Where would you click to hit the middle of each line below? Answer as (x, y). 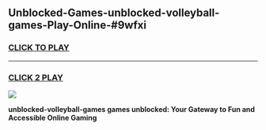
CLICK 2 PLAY (36, 77)
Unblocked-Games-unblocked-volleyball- (114, 13)
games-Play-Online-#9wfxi (77, 26)
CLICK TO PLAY (39, 48)
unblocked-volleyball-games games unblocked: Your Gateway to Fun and (132, 109)
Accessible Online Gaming (53, 117)
